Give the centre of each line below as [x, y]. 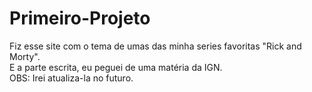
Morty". [25, 56]
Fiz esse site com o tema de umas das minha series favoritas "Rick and [155, 46]
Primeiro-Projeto [80, 18]
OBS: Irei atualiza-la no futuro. [71, 78]
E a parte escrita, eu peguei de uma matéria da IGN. [116, 67]
